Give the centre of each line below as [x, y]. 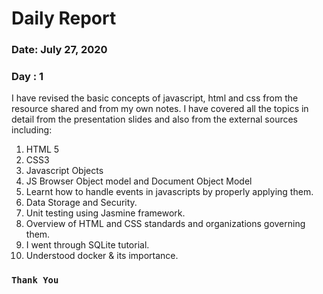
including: [32, 130]
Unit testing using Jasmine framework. [105, 213]
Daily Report [64, 18]
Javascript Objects [64, 171]
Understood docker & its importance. [102, 256]
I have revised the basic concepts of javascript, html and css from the [155, 98]
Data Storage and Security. [81, 203]
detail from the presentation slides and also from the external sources [155, 119]
